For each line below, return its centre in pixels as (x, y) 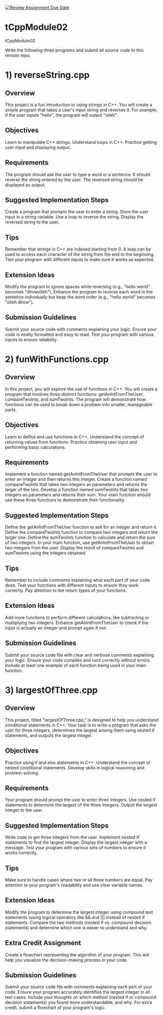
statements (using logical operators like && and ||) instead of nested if (75, 917)
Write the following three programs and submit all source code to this (74, 50)
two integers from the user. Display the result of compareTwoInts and (74, 548)
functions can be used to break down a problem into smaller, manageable (79, 404)
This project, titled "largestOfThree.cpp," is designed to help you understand (82, 720)
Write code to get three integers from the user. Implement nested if (72, 837)
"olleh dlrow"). (19, 302)
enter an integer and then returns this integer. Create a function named (76, 479)
